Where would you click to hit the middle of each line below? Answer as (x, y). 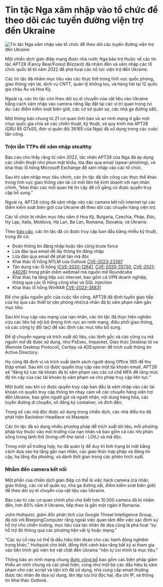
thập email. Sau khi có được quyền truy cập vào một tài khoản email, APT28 (81, 367)
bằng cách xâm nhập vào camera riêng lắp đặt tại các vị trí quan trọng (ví (79, 104)
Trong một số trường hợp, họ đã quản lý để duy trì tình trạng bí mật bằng (78, 446)
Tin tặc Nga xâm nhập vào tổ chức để (81, 10)
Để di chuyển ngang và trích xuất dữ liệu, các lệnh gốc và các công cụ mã (80, 337)
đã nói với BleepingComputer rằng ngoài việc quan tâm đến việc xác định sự (82, 520)
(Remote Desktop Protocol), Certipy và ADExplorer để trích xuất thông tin (78, 347)
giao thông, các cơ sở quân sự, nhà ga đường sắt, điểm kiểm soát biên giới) (81, 485)
